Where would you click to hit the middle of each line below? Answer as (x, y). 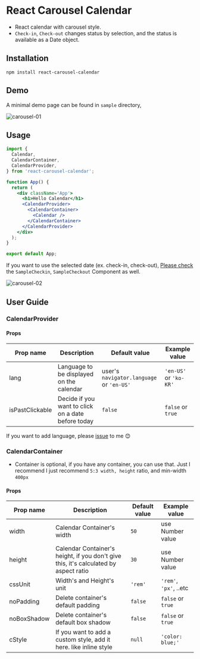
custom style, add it (83, 640)
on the (66, 381)
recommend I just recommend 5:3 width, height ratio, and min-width (100, 470)
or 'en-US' (116, 384)
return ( (22, 188)
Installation (27, 58)
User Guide (27, 302)
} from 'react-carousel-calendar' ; (50, 171)
